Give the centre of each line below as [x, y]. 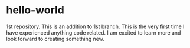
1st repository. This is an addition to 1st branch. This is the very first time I [95, 26]
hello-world [35, 10]
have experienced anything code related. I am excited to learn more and [94, 32]
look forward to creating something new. [55, 39]
